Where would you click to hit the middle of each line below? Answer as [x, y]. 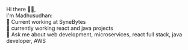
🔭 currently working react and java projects [60, 28]
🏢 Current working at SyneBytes [46, 22]
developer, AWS [26, 41]
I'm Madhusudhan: [30, 15]
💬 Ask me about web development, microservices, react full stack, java [94, 35]
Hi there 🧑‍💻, [21, 9]
